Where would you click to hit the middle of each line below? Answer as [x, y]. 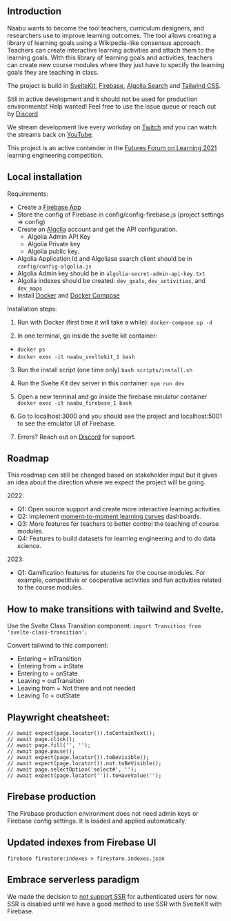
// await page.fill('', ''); [49, 746]
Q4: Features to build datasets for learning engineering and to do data [116, 538]
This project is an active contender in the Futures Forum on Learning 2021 [112, 147]
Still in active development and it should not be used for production [102, 99]
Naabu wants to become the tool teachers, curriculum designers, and [106, 28]
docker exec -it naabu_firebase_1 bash [74, 403]
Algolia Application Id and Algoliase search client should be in [104, 258]
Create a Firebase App [49, 207]
